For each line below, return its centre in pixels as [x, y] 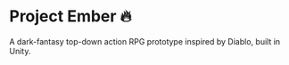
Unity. [20, 51]
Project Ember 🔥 [70, 16]
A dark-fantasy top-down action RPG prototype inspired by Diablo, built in [145, 41]
